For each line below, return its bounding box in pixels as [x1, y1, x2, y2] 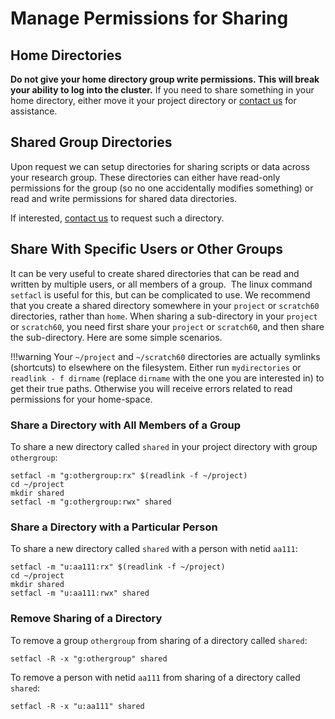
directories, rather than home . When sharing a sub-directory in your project [10, 310, 318, 322]
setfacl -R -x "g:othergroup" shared [10, 653, 168, 664]
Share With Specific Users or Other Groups [10, 241, 284, 258]
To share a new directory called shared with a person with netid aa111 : [10, 543, 298, 555]
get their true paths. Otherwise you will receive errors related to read [10, 382, 293, 394]
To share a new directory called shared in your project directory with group [10, 440, 318, 452]
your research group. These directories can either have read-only [10, 171, 281, 183]
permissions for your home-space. [10, 393, 153, 405]
